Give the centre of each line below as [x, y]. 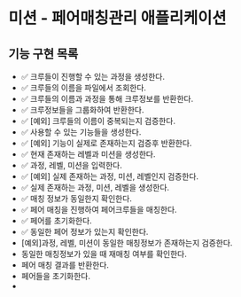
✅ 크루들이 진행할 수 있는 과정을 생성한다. [93, 77]
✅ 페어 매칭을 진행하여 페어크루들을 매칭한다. [99, 210]
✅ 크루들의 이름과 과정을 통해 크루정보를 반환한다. [107, 99]
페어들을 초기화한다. [55, 276]
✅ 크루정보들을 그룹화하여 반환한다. [82, 110]
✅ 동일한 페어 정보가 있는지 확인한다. [85, 232]
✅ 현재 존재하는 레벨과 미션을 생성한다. [88, 154]
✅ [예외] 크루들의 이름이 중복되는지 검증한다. [98, 121]
